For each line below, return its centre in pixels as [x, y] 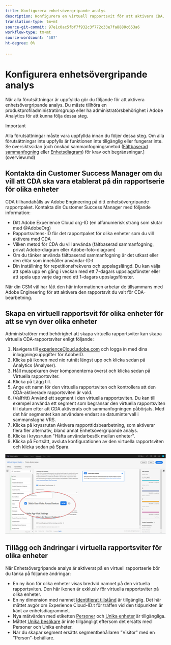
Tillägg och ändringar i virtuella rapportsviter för [83, 548]
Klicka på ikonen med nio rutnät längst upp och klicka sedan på [79, 360]
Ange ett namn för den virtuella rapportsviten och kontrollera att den [84, 387]
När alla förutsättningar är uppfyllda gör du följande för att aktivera [75, 99]
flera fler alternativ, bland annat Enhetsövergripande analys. [75, 431]
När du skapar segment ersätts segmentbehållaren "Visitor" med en [84, 632]
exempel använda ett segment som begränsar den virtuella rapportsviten [89, 403]
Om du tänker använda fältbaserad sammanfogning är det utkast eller [85, 255]
